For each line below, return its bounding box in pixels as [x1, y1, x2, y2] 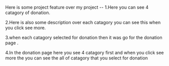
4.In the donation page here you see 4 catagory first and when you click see [5, 50, 164, 55]
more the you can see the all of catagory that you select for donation [5, 55, 148, 61]
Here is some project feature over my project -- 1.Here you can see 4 [5, 5, 149, 10]
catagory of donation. [5, 10, 50, 16]
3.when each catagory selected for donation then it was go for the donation [5, 35, 162, 40]
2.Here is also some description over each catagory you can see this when [5, 20, 161, 25]
